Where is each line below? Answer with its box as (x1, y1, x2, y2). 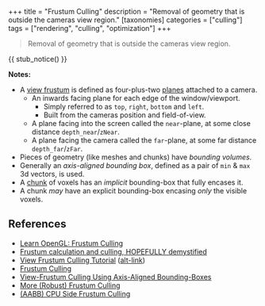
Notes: (8, 70, 32, 78)
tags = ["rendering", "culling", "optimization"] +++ (8, 24, 171, 33)
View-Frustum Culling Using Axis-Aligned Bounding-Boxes (19, 272, 212, 281)
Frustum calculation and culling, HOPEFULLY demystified (19, 247, 208, 256)
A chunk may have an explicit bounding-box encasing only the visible (19, 186, 248, 195)
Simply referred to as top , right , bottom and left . (43, 102, 205, 111)
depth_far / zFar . (31, 144, 83, 153)
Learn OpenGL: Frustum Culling (19, 238, 124, 248)
